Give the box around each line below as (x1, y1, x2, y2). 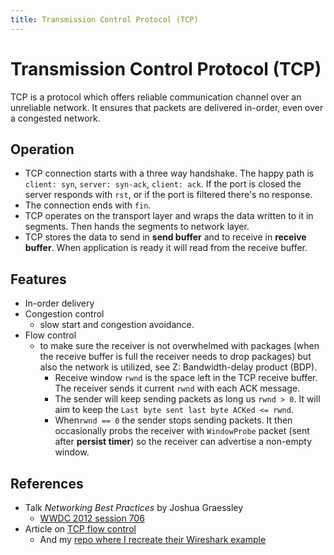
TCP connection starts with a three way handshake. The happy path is (24, 167, 315, 180)
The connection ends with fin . (24, 199, 152, 211)
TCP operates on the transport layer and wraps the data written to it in (24, 210, 314, 222)
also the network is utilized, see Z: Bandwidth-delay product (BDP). (39, 361, 318, 373)
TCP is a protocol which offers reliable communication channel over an (10, 91, 302, 103)
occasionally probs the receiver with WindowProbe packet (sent (54, 425, 310, 437)
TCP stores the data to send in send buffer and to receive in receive (24, 231, 307, 243)
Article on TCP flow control (24, 523, 137, 535)
